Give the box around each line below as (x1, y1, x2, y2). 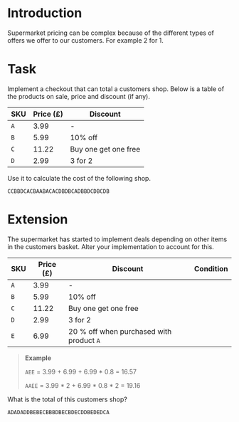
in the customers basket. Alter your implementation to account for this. (7, 242, 215, 250)
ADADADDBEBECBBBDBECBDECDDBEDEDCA (7, 408, 110, 416)
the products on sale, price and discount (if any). (7, 92, 151, 100)
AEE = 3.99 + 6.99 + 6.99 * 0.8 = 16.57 (24, 367, 137, 376)
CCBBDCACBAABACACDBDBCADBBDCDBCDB (7, 187, 110, 195)
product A (68, 335, 101, 345)
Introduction (7, 5, 83, 21)
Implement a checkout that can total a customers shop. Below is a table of (7, 84, 225, 93)
